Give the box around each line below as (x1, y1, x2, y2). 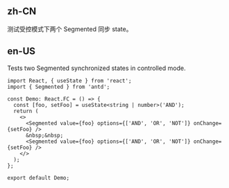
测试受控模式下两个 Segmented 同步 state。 (7, 24, 133, 33)
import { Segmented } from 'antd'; (7, 83, 110, 90)
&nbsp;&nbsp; (25, 132, 64, 139)
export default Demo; (7, 174, 70, 181)
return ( (13, 108, 39, 114)
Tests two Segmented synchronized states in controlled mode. (7, 64, 186, 72)
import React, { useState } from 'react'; (7, 77, 132, 84)
